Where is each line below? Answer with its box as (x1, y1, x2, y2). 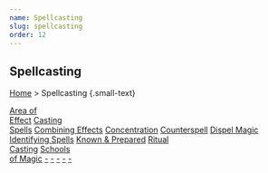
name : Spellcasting (9, 13, 83, 23)
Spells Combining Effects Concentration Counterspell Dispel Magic (9, 124, 259, 136)
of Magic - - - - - (9, 153, 72, 164)
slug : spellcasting (9, 22, 83, 31)
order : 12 (9, 30, 47, 39)
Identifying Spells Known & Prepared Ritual (9, 134, 169, 145)
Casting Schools (9, 144, 71, 155)
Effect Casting (9, 115, 62, 126)
